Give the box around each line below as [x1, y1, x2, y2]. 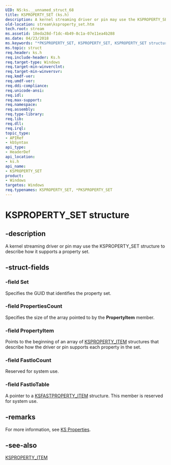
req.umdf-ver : [5, 78, 36, 84]
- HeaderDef [5, 150, 31, 155]
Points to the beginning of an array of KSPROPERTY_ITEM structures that [5, 339, 159, 345]
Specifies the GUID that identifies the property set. [5, 290, 111, 296]
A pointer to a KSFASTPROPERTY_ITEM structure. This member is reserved [5, 393, 163, 399]
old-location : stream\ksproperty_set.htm [5, 21, 95, 27]
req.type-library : [5, 112, 44, 117]
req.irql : [5, 126, 26, 131]
